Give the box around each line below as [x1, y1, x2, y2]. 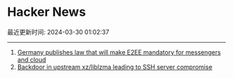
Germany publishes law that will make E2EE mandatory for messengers [17, 48, 221, 56]
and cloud [17, 55, 46, 64]
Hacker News [7, 4, 87, 20]
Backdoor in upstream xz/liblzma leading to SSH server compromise [17, 63, 213, 71]
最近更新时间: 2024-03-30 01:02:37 [7, 28, 110, 36]
